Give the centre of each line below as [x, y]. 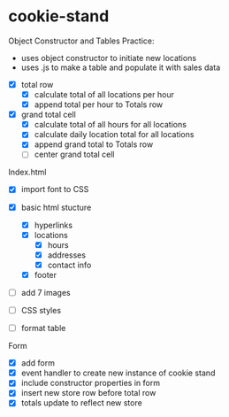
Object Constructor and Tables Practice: [82, 41]
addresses [66, 255]
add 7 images [46, 292]
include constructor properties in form [91, 383]
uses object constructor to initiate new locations [108, 58]
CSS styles [41, 310]
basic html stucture [56, 207]
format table [43, 328]
